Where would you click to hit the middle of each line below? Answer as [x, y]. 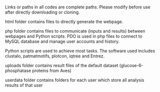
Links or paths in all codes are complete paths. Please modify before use [78, 7]
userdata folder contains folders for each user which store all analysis [75, 80]
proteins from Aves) [52, 71]
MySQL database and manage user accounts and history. [62, 41]
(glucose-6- [131, 65]
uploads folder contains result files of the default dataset [62, 65]
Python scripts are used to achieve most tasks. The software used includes [80, 51]
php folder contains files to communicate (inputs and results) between [75, 31]
